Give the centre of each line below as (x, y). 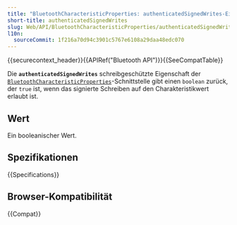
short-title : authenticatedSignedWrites (68, 20)
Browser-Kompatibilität (60, 197)
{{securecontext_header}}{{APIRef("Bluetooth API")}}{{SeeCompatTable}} (115, 60)
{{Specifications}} (34, 174)
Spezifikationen (43, 158)
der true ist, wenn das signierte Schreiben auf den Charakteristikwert (108, 89)
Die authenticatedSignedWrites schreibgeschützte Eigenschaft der (104, 74)
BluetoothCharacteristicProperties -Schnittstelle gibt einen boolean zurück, (118, 81)
